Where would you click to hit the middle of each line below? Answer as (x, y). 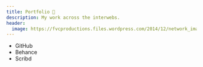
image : (20, 29)
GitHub (24, 46)
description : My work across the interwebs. (63, 18)
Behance (26, 53)
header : (16, 23)
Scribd (23, 59)
